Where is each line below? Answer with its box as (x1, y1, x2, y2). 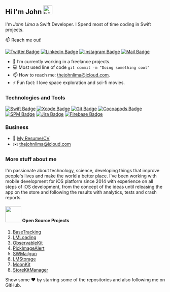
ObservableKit (12, 240, 43, 246)
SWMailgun (12, 250, 37, 256)
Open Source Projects (22, 218, 70, 224)
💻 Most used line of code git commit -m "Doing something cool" (12, 64, 150, 70)
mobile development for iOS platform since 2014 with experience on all (5, 178, 153, 184)
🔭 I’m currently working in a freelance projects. (12, 58, 111, 64)
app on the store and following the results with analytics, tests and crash (5, 189, 157, 195)
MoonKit (12, 261, 31, 268)
